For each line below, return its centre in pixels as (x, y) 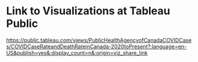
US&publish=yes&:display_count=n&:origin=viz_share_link (77, 52)
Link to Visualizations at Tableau (88, 11)
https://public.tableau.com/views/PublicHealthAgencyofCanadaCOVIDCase (99, 40)
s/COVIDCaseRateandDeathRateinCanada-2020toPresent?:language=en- (96, 46)
